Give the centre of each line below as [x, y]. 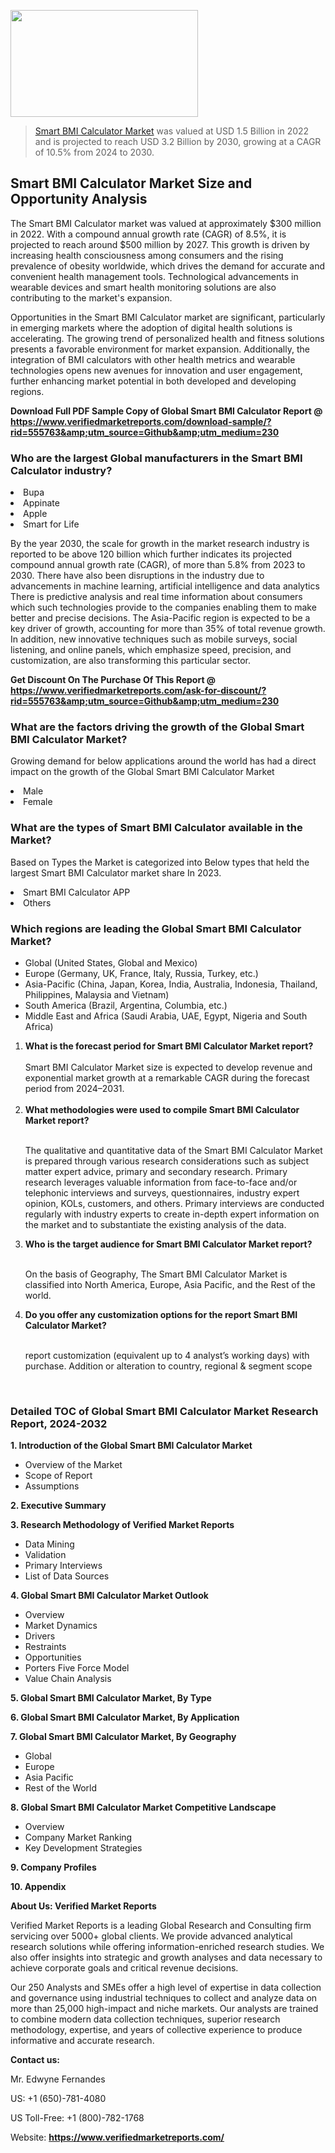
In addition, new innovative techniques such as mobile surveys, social [154, 639]
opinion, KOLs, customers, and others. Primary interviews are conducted [174, 1203]
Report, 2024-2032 [59, 1423]
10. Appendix [38, 1887]
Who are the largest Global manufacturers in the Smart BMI [156, 458]
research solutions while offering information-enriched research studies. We [167, 1947]
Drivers [40, 1636]
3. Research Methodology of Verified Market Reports [122, 1525]
